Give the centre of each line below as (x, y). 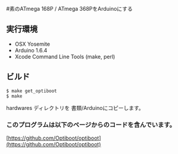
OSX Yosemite (32, 44)
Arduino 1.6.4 (31, 50)
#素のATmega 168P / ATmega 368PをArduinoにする (69, 9)
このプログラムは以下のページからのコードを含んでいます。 (91, 125)
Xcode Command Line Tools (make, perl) (65, 56)
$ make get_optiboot (32, 91)
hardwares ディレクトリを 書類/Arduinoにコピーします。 (75, 108)
